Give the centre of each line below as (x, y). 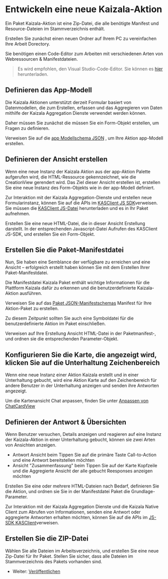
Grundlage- (143, 491)
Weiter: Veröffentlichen (36, 571)
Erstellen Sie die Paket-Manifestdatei (65, 250)
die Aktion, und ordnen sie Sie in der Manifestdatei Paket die (68, 491)
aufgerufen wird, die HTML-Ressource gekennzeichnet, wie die (71, 177)
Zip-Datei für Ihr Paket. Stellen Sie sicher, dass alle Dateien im (69, 556)
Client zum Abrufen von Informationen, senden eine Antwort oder (73, 512)
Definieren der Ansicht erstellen (57, 160)
